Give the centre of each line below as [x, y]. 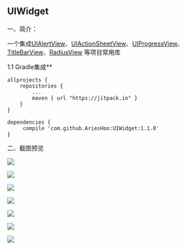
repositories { [42, 86]
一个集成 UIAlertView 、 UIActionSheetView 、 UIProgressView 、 [96, 44]
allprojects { [28, 80]
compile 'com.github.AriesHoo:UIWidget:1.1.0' [91, 128]
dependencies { [29, 122]
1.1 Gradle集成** [30, 67]
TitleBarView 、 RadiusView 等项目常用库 [64, 52]
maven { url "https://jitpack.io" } [85, 98]
